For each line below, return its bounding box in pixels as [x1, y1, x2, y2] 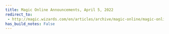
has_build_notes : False [5, 21, 55, 26]
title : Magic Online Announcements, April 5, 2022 [5, 7, 114, 12]
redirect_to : [5, 12, 33, 17]
